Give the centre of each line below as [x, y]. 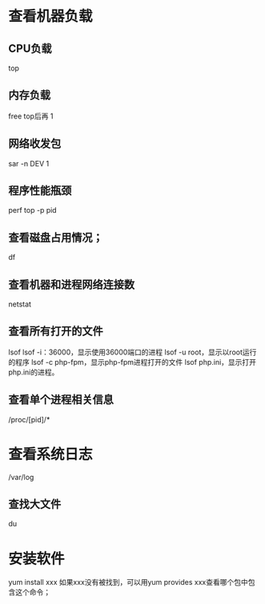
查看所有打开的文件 [56, 332]
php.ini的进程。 [34, 372]
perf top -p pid [33, 210]
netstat [20, 304]
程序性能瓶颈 [40, 191]
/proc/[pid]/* [29, 419]
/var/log [21, 477]
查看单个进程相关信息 [61, 400]
